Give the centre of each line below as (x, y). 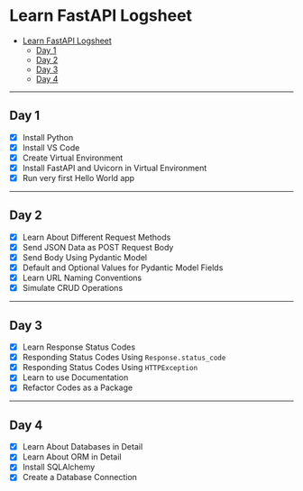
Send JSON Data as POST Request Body (98, 247)
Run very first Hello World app (78, 178)
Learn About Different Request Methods (96, 237)
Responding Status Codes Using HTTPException (110, 368)
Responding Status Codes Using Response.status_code (124, 358)
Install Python (48, 137)
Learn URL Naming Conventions (82, 278)
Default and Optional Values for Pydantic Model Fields (123, 268)
